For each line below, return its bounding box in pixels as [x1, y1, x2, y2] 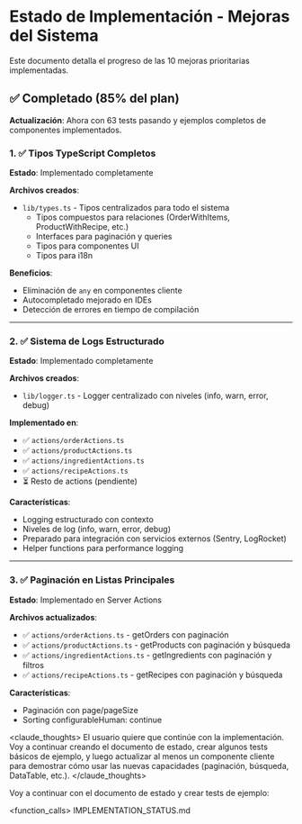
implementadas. [9, 65, 69, 76]
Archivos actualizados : [9, 611, 97, 622]
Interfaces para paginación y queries [35, 231, 173, 242]
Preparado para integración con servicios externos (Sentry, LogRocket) [22, 533, 288, 544]
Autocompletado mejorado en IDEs [22, 294, 153, 305]
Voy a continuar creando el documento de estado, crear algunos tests [9, 741, 268, 752]
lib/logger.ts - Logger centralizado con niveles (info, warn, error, [22, 390, 269, 402]
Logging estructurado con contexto [22, 514, 155, 525]
